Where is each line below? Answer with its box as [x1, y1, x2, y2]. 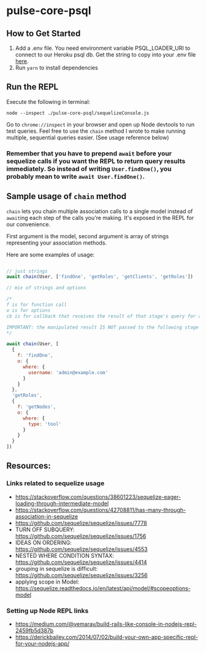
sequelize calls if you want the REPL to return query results [6, 157, 186, 165]
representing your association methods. [6, 239, 107, 246]
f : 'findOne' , [17, 353, 53, 359]
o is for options [6, 307, 51, 313]
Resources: [6, 461, 51, 471]
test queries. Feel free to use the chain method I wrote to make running [6, 127, 186, 135]
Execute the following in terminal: [6, 98, 91, 105]
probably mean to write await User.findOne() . [6, 172, 145, 181]
